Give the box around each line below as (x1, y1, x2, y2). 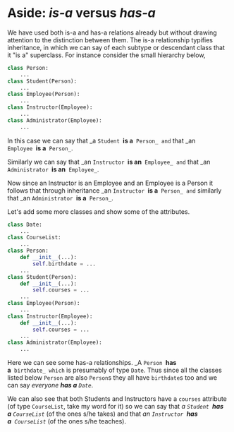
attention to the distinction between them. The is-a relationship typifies (7, 35, 214, 44)
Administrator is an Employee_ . (7, 164, 99, 174)
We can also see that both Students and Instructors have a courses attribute (7, 395, 228, 403)
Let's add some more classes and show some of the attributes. (7, 207, 190, 216)
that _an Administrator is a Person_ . (7, 193, 114, 202)
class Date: (7, 221, 42, 228)
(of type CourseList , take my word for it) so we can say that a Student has (7, 402, 224, 411)
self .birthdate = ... (32, 260, 97, 268)
